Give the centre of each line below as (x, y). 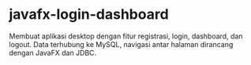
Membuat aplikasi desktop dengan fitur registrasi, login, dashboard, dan (126, 36)
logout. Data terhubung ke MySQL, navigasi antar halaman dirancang (121, 44)
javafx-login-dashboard (89, 14)
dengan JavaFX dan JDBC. (53, 52)
